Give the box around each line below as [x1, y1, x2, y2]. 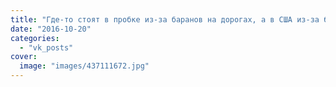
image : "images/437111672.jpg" [19, 61, 150, 71]
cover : [10, 52, 38, 62]
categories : [10, 33, 60, 43]
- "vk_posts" [19, 42, 74, 53]
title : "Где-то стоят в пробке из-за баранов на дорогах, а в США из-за [10, 14, 320, 25]
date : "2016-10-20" [10, 24, 92, 34]
